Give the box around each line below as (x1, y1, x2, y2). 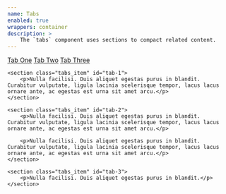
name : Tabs (7, 10, 40, 18)
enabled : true (7, 17, 49, 24)
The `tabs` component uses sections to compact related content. (20, 37, 217, 44)
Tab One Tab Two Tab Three (7, 56, 90, 64)
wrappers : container (7, 23, 69, 30)
